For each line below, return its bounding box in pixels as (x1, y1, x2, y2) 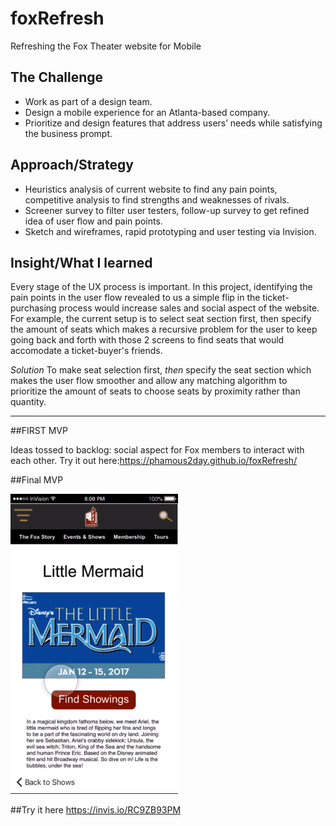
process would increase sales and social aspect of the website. (58, 302, 320, 314)
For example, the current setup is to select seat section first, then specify (10, 313, 312, 325)
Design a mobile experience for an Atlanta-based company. (24, 106, 271, 118)
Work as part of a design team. (24, 95, 153, 107)
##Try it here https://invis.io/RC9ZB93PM (10, 804, 182, 816)
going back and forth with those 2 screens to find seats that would (10, 334, 285, 346)
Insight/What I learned (10, 254, 153, 271)
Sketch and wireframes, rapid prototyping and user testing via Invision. (24, 225, 317, 237)
